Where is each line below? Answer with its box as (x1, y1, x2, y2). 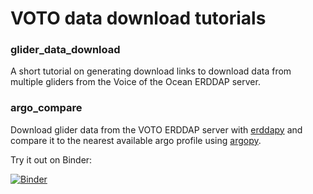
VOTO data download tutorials (10, 7, 267, 30)
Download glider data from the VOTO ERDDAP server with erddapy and (10, 123, 303, 136)
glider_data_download (10, 43, 121, 57)
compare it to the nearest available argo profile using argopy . (10, 134, 262, 146)
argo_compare (10, 101, 83, 115)
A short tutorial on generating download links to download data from (10, 65, 292, 77)
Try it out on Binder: (10, 153, 93, 166)
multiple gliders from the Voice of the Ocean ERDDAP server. (10, 76, 261, 88)
